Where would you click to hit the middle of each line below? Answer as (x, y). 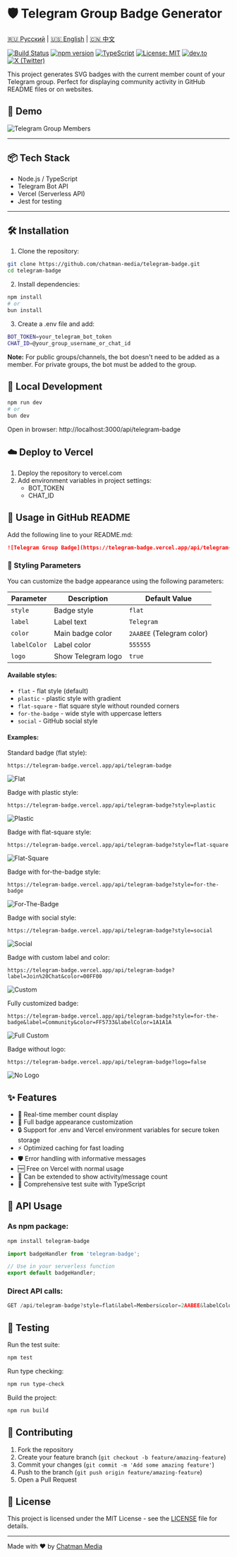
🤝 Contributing (40, 1432)
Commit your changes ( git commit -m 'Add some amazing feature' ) (116, 1465)
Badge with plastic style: (43, 793)
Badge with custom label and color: (59, 958)
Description (88, 599)
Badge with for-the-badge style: (54, 872)
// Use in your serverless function (61, 1267)
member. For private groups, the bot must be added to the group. (102, 364)
